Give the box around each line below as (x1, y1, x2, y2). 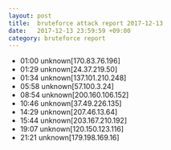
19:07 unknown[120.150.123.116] (19, 124, 124, 134)
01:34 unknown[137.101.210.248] (19, 73, 127, 83)
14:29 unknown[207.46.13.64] (19, 107, 118, 117)
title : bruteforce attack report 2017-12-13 (8, 19, 163, 27)
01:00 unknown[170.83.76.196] (19, 56, 120, 66)
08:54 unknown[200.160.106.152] (19, 90, 129, 100)
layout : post (8, 11, 52, 20)
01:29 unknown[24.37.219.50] (19, 65, 118, 75)
